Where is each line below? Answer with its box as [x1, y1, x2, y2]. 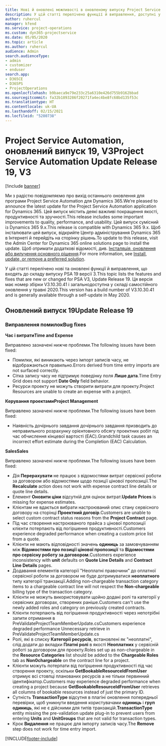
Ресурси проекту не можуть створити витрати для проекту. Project [12, 383, 155, 389]
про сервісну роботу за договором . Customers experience [12, 552, 136, 558]
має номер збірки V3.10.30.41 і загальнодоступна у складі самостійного [5, 281, 158, 287]
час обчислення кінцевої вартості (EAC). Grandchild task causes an [12, 433, 153, 440]
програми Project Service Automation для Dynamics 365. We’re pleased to [5, 198, 158, 204]
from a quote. [12, 536, 41, 542]
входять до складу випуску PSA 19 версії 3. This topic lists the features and [5, 271, 162, 277]
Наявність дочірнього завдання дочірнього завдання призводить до [12, 423, 157, 429]
